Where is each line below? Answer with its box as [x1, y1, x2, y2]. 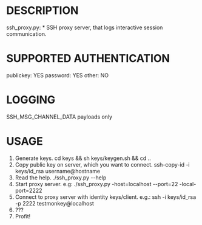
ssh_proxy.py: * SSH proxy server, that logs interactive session [6, 24, 163, 31]
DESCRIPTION [6, 4, 79, 18]
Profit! [15, 212, 31, 220]
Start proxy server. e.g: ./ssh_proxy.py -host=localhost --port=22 [15, 180, 178, 187]
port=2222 [15, 187, 42, 194]
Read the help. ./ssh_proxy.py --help [15, 174, 107, 181]
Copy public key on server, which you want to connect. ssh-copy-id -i [15, 161, 190, 168]
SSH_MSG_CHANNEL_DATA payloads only [6, 113, 113, 120]
